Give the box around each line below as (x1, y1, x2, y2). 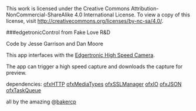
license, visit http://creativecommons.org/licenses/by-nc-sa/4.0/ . (6, 18, 164, 24)
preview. (6, 69, 27, 76)
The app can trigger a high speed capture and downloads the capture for (6, 63, 183, 70)
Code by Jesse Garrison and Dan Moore (6, 41, 104, 47)
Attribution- (131, 5, 159, 12)
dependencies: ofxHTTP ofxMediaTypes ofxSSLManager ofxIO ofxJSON (6, 80, 182, 88)
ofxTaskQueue (6, 87, 41, 93)
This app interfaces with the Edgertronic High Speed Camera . (6, 52, 156, 58)
